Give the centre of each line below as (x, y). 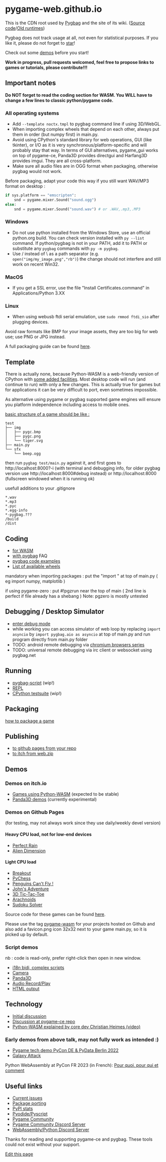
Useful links (24, 1086)
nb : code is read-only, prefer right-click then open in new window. (73, 958)
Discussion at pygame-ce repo (44, 1021)
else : (11, 204)
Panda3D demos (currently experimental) (55, 799)
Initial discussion (29, 1016)
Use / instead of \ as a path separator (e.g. (55, 253)
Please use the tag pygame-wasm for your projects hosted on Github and (80, 924)
